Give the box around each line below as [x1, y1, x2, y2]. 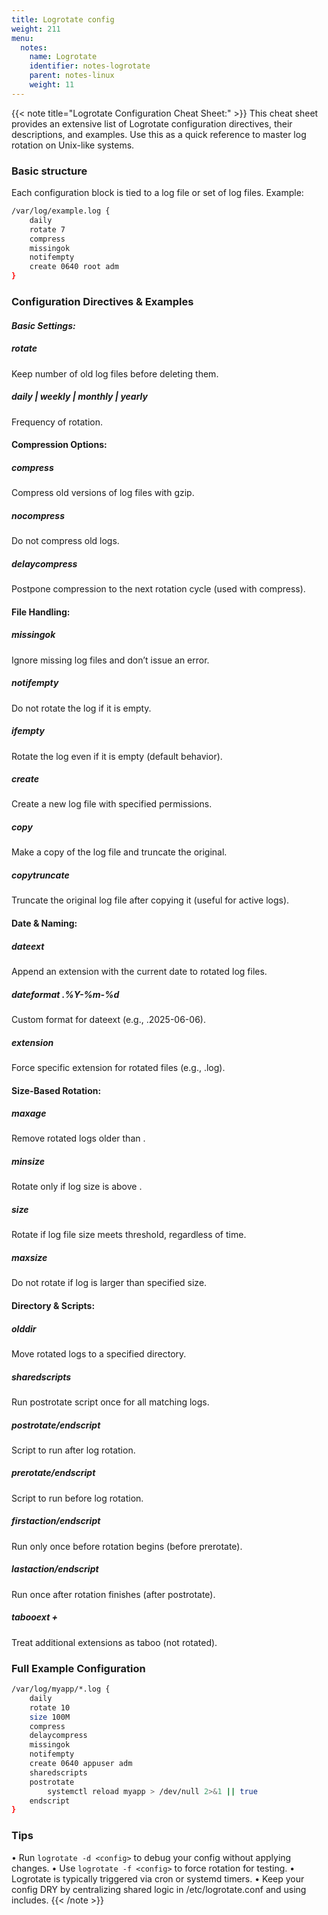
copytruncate [11, 869, 70, 881]
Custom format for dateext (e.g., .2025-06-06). [11, 1013, 206, 1025]
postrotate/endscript [11, 1419, 101, 1431]
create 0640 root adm [29, 262, 119, 272]
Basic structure [11, 164, 88, 178]
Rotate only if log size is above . [11, 1181, 143, 1193]
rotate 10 [29, 1702, 71, 1713]
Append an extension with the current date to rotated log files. [11, 965, 268, 977]
